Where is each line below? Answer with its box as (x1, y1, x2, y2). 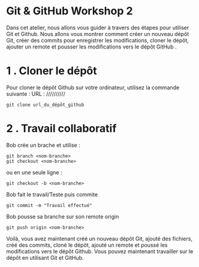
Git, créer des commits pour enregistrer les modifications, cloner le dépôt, (6, 37, 189, 44)
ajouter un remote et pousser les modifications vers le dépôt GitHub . (6, 43, 177, 50)
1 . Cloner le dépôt (6, 64, 97, 78)
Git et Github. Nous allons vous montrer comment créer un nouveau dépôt (6, 30, 189, 37)
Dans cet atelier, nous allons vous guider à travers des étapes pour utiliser (6, 24, 189, 31)
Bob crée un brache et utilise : (6, 141, 81, 148)
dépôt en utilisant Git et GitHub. (6, 254, 84, 261)
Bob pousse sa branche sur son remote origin (6, 213, 119, 220)
